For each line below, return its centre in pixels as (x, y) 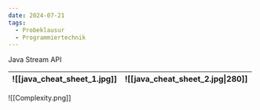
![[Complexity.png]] (40, 98)
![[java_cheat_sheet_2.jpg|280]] (186, 79)
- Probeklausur (40, 30)
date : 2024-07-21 (37, 15)
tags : (17, 23)
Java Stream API (35, 60)
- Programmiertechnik (51, 37)
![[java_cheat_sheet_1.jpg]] (65, 79)
